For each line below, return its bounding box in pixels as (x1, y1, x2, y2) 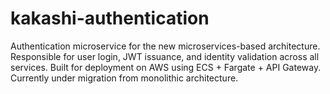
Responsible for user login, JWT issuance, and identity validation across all (10, 50, 320, 62)
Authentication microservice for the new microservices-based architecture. (10, 40, 321, 52)
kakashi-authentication (10, 7, 210, 30)
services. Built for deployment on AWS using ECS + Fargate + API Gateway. (10, 61, 322, 73)
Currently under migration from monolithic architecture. (10, 72, 239, 84)
